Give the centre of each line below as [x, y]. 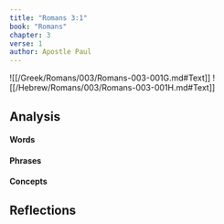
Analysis [35, 117]
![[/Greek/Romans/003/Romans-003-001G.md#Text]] [110, 78]
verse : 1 [26, 43]
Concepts [28, 181]
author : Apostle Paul [51, 52]
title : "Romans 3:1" [49, 18]
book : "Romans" [38, 27]
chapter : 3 [30, 35]
